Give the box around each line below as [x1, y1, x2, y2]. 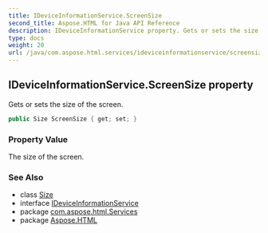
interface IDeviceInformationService [19, 199, 140, 208]
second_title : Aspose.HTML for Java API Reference [8, 19, 180, 27]
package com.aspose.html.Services [19, 207, 138, 216]
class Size [19, 190, 53, 199]
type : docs [8, 34, 45, 42]
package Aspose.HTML [19, 215, 98, 225]
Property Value [8, 133, 69, 144]
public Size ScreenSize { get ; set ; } [8, 115, 137, 123]
